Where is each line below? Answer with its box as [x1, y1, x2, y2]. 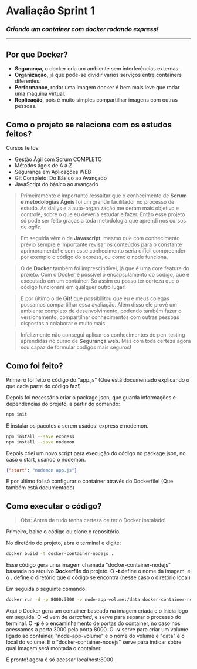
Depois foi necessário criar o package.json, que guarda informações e [6, 394, 176, 401]
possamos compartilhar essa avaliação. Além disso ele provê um [20, 301, 177, 308]
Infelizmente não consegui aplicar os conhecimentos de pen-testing [20, 331, 185, 338]
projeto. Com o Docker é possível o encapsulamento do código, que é [20, 271, 189, 278]
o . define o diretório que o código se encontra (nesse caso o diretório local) [6, 574, 191, 581]
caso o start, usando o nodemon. [6, 456, 86, 463]
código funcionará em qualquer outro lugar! [20, 284, 126, 291]
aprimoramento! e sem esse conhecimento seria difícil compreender [20, 247, 186, 254]
